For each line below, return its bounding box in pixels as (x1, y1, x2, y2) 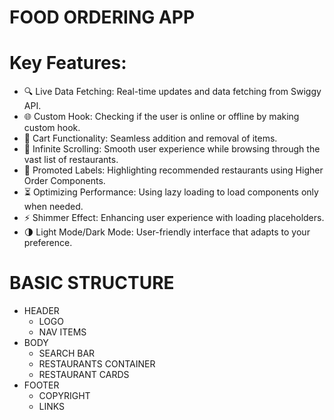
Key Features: (9, 52, 127, 75)
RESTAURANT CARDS (38, 369, 130, 381)
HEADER (23, 305, 60, 317)
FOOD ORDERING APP (9, 6, 196, 29)
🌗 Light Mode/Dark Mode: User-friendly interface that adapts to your (23, 226, 311, 238)
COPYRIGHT (38, 390, 91, 402)
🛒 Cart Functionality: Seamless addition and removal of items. (23, 132, 278, 145)
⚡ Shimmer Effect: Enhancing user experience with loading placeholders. (23, 212, 325, 224)
